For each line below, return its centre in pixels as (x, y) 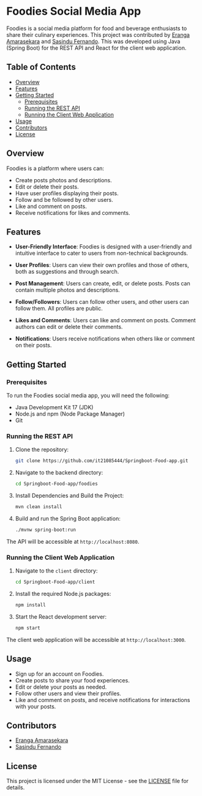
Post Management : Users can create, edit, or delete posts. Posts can (103, 284)
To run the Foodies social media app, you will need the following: (88, 396)
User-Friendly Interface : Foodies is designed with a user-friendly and (103, 247)
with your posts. (36, 706)
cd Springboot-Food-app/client (55, 582)
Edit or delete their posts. (47, 187)
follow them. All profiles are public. (59, 309)
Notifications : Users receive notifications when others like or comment (105, 339)
